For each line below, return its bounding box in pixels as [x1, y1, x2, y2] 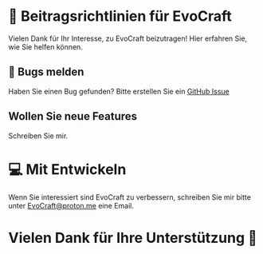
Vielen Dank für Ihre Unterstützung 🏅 [8, 228, 257, 247]
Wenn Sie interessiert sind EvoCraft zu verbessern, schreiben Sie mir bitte [8, 192, 251, 202]
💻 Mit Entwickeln [8, 160, 127, 178]
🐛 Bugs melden [8, 65, 84, 79]
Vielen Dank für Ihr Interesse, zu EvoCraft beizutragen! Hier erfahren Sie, [8, 34, 248, 43]
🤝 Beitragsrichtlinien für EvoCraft [8, 7, 233, 26]
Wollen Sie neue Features [8, 109, 138, 123]
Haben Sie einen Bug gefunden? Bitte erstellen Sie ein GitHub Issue [8, 86, 230, 96]
